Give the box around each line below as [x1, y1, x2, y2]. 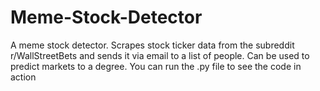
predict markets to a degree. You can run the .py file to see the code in [10, 60, 302, 72]
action [10, 71, 37, 83]
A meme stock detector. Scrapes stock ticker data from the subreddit [10, 39, 295, 51]
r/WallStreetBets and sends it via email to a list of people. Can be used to [10, 49, 310, 61]
